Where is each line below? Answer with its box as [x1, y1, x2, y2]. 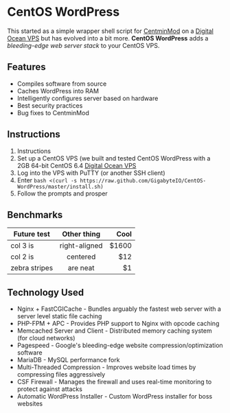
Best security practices [16, 101, 83, 110]
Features [7, 61, 46, 73]
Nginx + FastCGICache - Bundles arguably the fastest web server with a [16, 305, 222, 313]
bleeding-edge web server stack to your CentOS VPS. [7, 41, 160, 49]
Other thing [61, 229, 101, 239]
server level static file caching [16, 312, 102, 320]
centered [66, 252, 96, 261]
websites [16, 399, 43, 408]
